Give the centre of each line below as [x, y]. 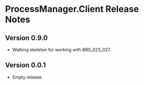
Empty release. [28, 77]
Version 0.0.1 [25, 65]
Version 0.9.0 [26, 38]
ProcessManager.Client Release [72, 9]
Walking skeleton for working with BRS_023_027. [61, 50]
